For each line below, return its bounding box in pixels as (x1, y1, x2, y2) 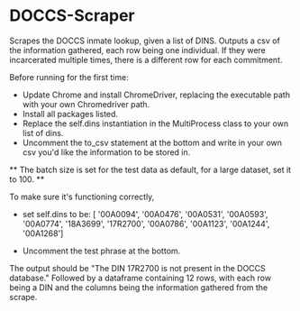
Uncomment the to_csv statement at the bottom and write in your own (22, 137, 282, 148)
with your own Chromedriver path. (22, 98, 150, 109)
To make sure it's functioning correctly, (9, 191, 155, 202)
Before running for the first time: (9, 71, 129, 82)
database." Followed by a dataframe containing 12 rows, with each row (9, 272, 272, 283)
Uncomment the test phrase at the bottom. (22, 245, 181, 256)
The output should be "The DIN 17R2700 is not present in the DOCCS (9, 262, 266, 273)
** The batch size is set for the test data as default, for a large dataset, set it (9, 164, 291, 175)
